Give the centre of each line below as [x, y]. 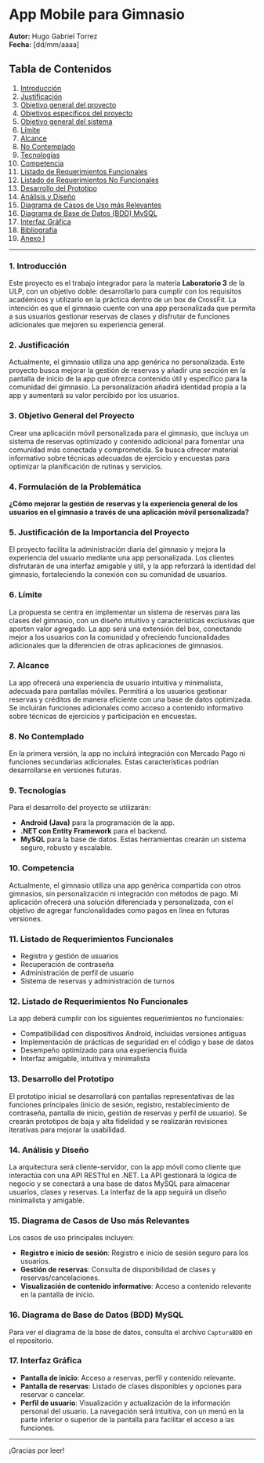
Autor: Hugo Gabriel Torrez [53, 36]
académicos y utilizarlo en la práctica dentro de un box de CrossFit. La [123, 300]
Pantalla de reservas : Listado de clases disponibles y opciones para [131, 1386]
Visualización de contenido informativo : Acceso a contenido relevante [136, 1286]
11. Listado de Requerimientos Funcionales [91, 939]
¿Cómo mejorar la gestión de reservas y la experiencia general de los [123, 503]
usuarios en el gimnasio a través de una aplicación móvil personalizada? [129, 512]
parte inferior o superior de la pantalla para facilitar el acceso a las [127, 1419]
